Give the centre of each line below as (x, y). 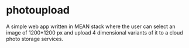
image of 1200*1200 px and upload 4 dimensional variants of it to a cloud (94, 32)
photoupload (38, 10)
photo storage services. (35, 39)
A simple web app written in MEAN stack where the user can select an (91, 26)
